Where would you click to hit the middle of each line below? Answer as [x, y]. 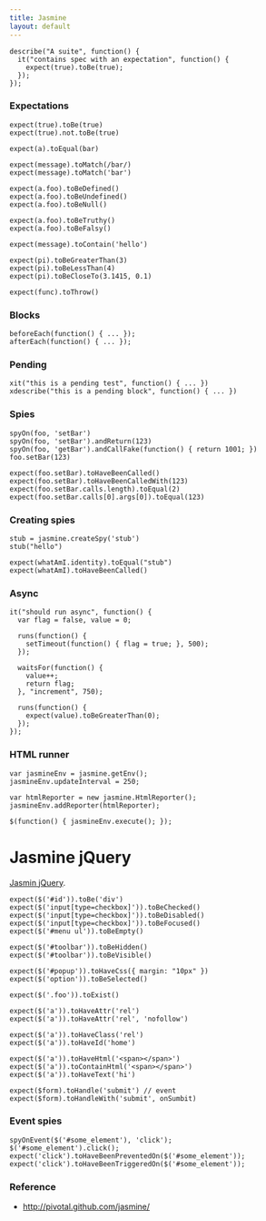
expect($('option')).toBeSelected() [79, 979]
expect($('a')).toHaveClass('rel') [77, 1034]
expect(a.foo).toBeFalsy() [60, 229]
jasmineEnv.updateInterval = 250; [75, 781]
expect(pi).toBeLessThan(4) [63, 268]
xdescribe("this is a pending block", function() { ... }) [123, 392]
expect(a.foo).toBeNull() [58, 204]
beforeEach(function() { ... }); [73, 334]
